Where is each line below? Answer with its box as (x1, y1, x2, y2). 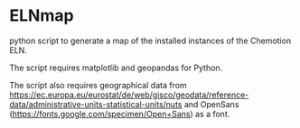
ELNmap (9, 5, 74, 26)
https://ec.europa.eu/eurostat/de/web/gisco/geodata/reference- (9, 89, 249, 100)
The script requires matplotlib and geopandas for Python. (9, 62, 223, 73)
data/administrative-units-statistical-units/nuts (9, 98, 183, 109)
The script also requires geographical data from (9, 79, 187, 90)
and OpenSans (183, 98, 239, 109)
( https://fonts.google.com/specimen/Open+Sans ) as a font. (9, 108, 230, 119)
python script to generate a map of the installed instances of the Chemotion (9, 35, 292, 46)
